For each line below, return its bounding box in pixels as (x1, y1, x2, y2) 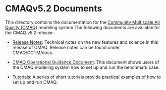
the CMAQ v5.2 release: (5, 30, 54, 35)
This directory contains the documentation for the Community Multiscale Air (5, 19, 161, 25)
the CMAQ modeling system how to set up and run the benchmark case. (12, 64, 160, 70)
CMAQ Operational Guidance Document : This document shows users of (12, 59, 160, 65)
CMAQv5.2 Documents (5, 3, 103, 14)
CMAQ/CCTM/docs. (12, 50, 54, 56)
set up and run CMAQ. (12, 79, 58, 85)
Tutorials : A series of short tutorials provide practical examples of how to (12, 74, 161, 80)
